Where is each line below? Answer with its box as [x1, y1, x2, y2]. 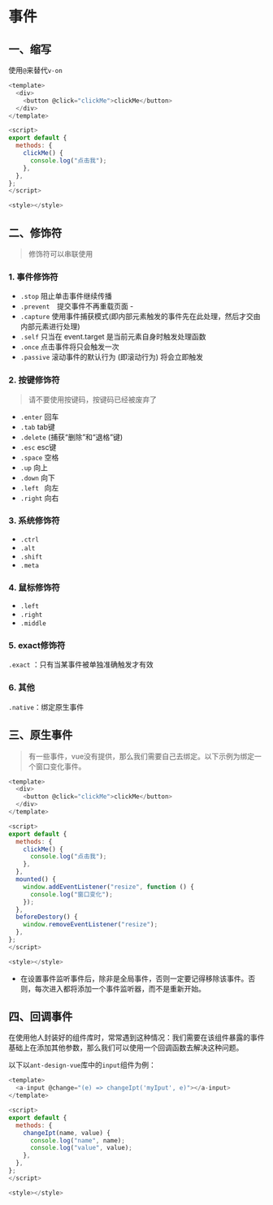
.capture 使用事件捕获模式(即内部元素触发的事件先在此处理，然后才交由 [19, 312, 262, 322]
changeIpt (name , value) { [23, 1129, 111, 1137]
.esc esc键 [19, 442, 57, 451]
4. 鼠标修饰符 [8, 581, 61, 593]
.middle [19, 620, 46, 628]
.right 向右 [19, 493, 59, 503]
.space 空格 [19, 452, 59, 462]
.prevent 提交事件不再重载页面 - [19, 301, 134, 311]
